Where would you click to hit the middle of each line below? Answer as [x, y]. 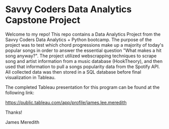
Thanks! [14, 112]
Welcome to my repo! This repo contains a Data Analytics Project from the [83, 34]
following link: [20, 92]
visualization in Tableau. [31, 77]
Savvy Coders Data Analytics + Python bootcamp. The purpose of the [79, 40]
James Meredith [22, 122]
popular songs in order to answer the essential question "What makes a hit [83, 50]
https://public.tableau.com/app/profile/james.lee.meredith [66, 102]
